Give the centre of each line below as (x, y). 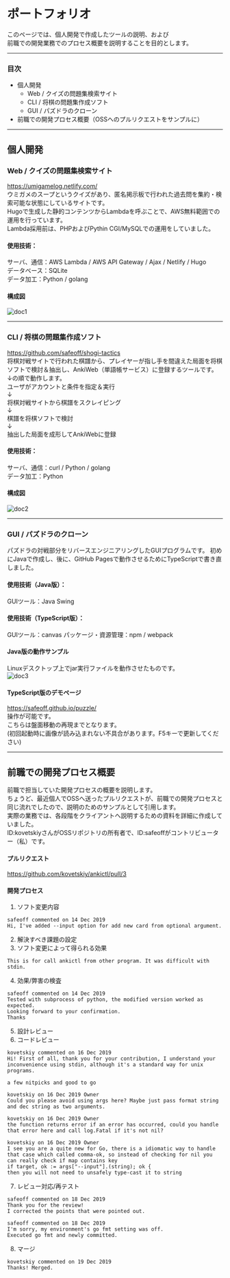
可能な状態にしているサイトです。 (61, 202)
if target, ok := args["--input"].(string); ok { (79, 1167)
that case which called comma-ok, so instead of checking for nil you (110, 1155)
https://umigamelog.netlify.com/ (52, 186)
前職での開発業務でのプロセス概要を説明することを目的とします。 (100, 43)
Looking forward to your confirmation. (64, 1012)
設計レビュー (35, 1031)
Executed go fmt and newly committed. (62, 1235)
